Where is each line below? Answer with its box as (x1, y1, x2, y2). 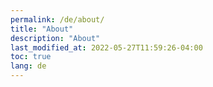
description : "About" (10, 33, 101, 43)
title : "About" (10, 24, 74, 34)
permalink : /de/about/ (10, 14, 105, 25)
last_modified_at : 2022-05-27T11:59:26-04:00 (10, 42, 203, 53)
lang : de (10, 61, 47, 71)
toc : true (10, 52, 52, 62)
